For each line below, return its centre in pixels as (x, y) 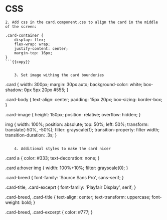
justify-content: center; (41, 48)
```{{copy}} (18, 62)
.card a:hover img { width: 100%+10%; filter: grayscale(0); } (67, 168)
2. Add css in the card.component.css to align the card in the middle (81, 22)
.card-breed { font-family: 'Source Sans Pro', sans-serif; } (65, 177)
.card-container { (24, 35)
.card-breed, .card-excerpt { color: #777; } (49, 212)
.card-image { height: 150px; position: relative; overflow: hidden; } (73, 114)
